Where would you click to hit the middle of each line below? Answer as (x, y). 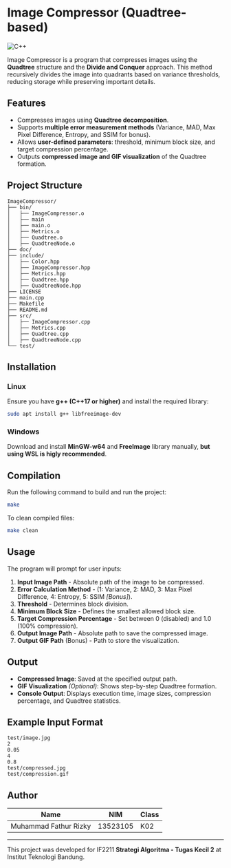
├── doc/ (20, 249)
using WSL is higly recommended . (57, 454)
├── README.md (27, 310)
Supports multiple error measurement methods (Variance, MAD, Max (116, 127)
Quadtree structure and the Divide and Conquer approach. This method (110, 67)
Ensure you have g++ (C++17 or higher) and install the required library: (108, 401)
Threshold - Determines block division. (73, 604)
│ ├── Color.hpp (33, 262)
